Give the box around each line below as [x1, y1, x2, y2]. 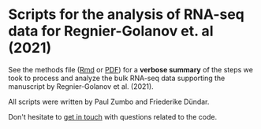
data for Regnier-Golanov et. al [8, 22, 214, 40]
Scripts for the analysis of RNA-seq [8, 6, 244, 24]
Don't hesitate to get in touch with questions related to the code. [8, 112, 218, 121]
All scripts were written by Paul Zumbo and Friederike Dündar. [8, 97, 210, 106]
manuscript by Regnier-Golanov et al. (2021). [8, 81, 154, 91]
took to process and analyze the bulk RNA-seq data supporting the [8, 73, 226, 83]
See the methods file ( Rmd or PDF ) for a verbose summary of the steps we [8, 64, 254, 74]
